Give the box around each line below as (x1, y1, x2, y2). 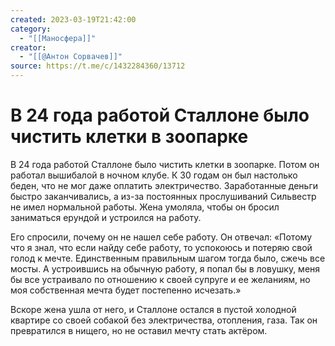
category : (10, 24, 52, 34)
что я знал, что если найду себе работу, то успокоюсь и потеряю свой (10, 241, 313, 253)
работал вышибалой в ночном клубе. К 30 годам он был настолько (10, 169, 298, 181)
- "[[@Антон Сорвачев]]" (19, 52, 123, 62)
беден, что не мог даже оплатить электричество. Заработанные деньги (10, 179, 319, 191)
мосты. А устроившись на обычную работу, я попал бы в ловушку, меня (10, 262, 321, 275)
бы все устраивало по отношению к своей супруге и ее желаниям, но (10, 273, 311, 285)
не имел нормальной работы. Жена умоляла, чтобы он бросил (10, 201, 280, 213)
